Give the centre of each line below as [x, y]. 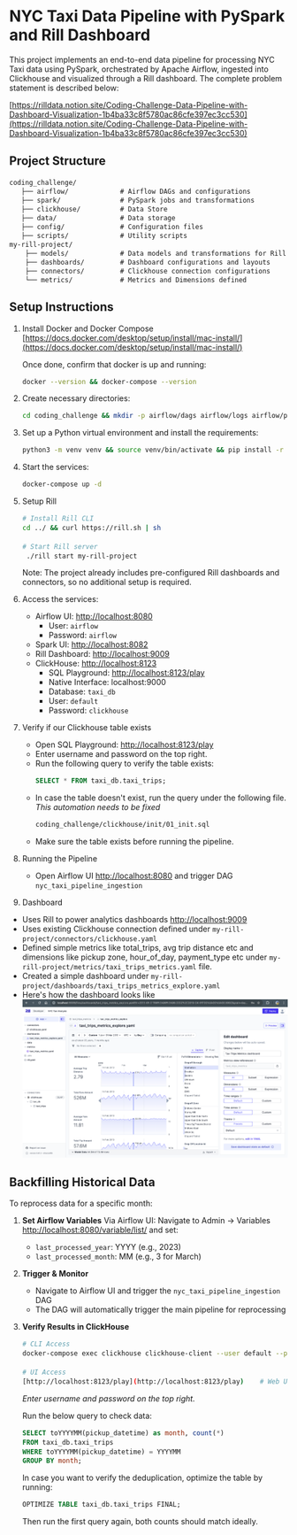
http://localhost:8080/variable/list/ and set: [100, 1230]
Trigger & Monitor [55, 1274]
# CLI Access [46, 1344]
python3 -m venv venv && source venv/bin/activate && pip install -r [153, 450]
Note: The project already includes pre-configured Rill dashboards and [151, 573]
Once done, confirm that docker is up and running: [114, 364]
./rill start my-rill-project [82, 556]
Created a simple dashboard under [85, 976]
